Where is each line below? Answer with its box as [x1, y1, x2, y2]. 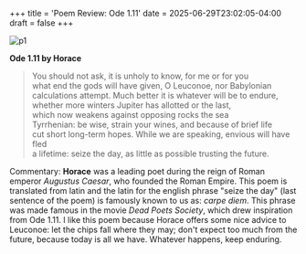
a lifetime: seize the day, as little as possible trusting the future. [31, 148, 269, 159]
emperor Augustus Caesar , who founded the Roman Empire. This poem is [9, 175, 288, 186]
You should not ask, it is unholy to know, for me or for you [31, 70, 249, 81]
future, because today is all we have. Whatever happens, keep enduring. [9, 234, 282, 245]
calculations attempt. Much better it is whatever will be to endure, [31, 90, 279, 101]
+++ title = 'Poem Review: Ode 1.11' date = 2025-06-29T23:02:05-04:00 [9, 8, 281, 18]
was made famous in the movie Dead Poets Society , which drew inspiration [9, 205, 293, 216]
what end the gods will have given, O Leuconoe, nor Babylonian [31, 80, 272, 90]
